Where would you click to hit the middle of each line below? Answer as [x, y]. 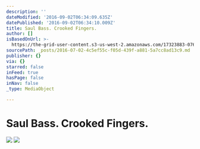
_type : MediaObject [30, 89]
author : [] [20, 34]
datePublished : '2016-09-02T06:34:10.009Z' [61, 23]
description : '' [26, 12]
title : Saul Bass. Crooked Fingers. [51, 28]
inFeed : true [22, 72]
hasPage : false [25, 78]
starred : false [25, 67]
